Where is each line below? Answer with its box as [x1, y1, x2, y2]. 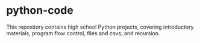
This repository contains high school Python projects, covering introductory [6, 23, 194, 30]
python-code [6, 4, 73, 17]
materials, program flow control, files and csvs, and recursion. [6, 29, 160, 36]
